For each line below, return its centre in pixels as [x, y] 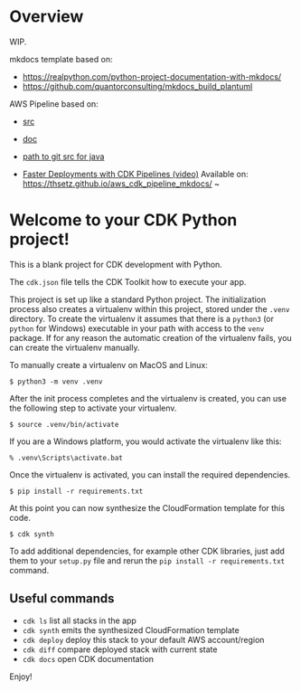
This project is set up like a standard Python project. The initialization [138, 299]
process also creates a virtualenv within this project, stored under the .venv [150, 308]
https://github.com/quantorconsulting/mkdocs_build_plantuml [137, 86]
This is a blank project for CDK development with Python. [116, 264]
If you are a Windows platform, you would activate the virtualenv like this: [146, 441]
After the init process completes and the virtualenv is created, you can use [148, 398]
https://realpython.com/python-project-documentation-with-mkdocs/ [152, 76]
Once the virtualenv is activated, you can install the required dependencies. [150, 474]
